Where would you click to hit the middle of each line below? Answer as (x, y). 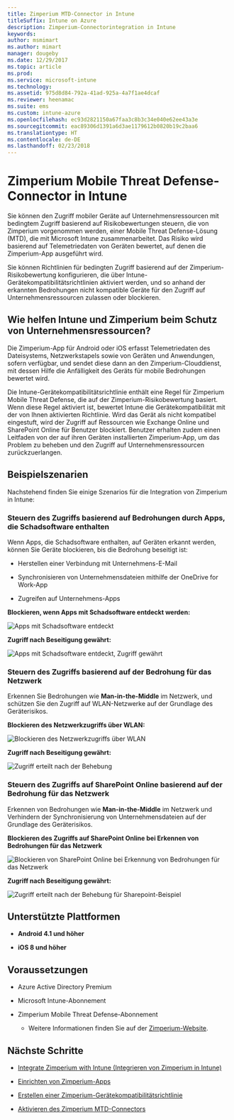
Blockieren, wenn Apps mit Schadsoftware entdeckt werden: (99, 612)
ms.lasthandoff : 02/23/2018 (49, 146)
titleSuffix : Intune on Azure (52, 21)
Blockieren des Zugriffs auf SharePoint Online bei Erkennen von (103, 838)
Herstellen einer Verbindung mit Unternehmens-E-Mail (97, 563)
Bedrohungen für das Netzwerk (55, 845)
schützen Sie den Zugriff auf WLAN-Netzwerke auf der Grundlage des (110, 704)
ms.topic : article (34, 67)
